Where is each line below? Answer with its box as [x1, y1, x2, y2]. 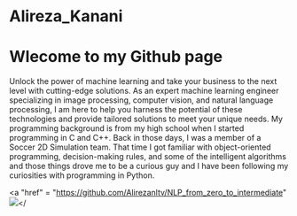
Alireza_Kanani [9, 6, 123, 27]
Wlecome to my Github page [9, 47, 223, 67]
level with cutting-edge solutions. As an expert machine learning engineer [9, 86, 279, 96]
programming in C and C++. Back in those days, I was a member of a [9, 133, 262, 143]
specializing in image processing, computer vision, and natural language [9, 95, 274, 105]
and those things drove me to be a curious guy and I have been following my [9, 161, 289, 172]
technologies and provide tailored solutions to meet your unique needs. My [9, 113, 284, 125]
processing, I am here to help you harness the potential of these [9, 104, 243, 115]
